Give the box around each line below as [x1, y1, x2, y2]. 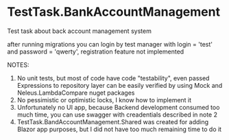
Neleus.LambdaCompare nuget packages [16, 89, 135, 97]
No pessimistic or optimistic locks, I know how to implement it [16, 95, 192, 104]
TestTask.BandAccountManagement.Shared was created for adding [16, 117, 209, 126]
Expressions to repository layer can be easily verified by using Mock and [16, 81, 223, 89]
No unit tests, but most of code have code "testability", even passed [16, 73, 210, 82]
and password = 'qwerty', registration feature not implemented [7, 47, 184, 56]
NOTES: [7, 60, 29, 69]
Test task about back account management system [7, 27, 152, 35]
